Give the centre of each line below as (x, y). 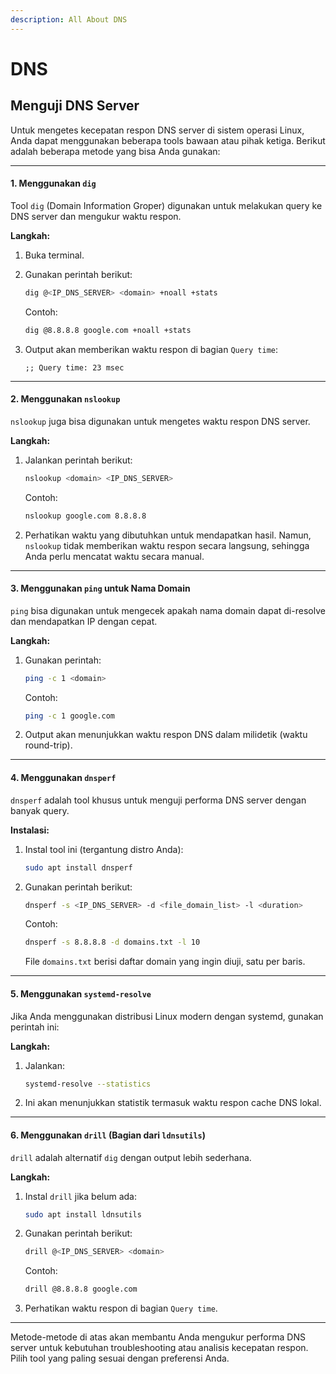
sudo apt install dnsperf (78, 867)
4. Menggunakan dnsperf (63, 778)
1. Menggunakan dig (53, 183)
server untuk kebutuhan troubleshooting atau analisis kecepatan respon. (159, 1348)
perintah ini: (35, 1027)
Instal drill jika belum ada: (80, 1196)
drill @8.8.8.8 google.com (81, 1289)
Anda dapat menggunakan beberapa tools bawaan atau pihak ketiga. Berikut (168, 140)
